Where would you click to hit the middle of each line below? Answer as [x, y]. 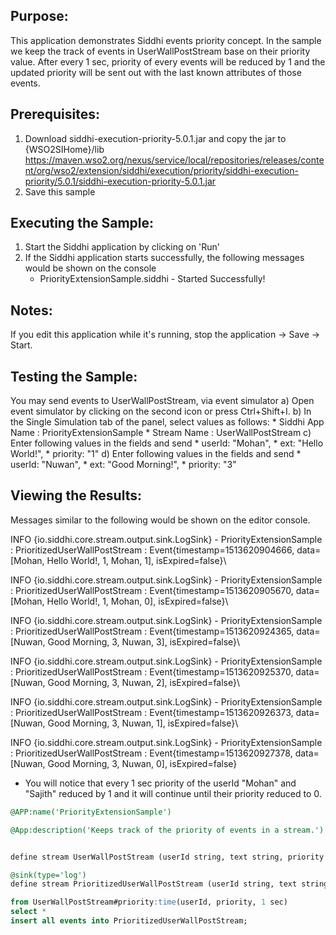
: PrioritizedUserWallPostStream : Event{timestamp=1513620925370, [152, 671]
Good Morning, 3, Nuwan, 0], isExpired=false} [142, 763]
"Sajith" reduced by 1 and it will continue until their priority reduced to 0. [173, 793]
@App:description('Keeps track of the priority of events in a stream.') [167, 830]
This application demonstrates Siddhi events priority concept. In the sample [166, 40]
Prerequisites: [55, 114]
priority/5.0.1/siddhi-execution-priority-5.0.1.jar [120, 181]
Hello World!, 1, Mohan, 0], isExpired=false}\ [137, 601]
